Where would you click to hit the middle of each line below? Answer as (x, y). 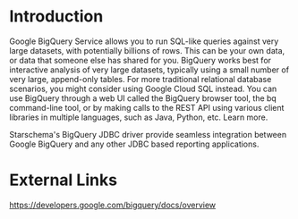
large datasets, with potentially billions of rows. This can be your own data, (147, 50)
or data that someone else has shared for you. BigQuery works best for (140, 60)
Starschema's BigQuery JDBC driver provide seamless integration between (148, 134)
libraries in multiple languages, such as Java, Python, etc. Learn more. (139, 117)
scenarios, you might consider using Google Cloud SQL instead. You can (143, 88)
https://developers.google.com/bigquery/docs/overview (113, 205)
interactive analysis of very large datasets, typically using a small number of (149, 70)
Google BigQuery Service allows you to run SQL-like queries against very (144, 41)
